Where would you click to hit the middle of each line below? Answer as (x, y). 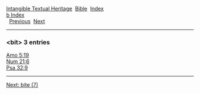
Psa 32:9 (17, 68)
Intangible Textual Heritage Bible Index (55, 9)
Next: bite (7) (22, 85)
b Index (15, 15)
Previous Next (27, 21)
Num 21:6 (18, 61)
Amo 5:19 (18, 55)
